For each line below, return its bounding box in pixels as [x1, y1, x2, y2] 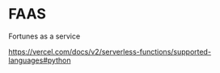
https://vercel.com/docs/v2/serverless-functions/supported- [8, 47, 212, 56]
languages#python [8, 55, 71, 65]
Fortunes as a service [8, 31, 81, 41]
